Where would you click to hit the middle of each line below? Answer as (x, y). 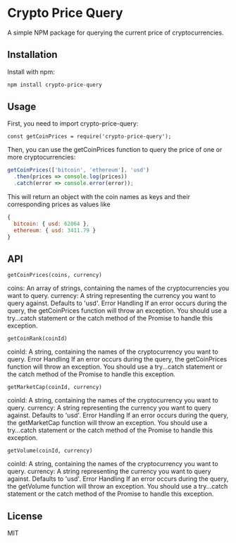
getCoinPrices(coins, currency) (55, 275)
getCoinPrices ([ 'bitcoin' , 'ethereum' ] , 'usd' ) (79, 170)
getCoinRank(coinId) (38, 339)
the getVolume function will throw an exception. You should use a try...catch (118, 487)
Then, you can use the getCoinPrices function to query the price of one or (115, 150)
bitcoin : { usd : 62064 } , (52, 224)
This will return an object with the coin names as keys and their (99, 197)
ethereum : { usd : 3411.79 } (55, 230)
